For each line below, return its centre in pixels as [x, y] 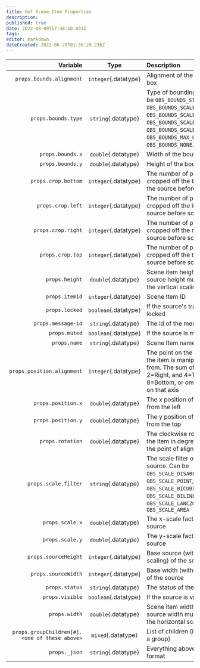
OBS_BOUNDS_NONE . [171, 144]
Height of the [165, 163]
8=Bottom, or [165, 382]
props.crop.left [60, 205]
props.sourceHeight [55, 556]
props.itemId [64, 296]
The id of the [165, 323]
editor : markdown [28, 39]
